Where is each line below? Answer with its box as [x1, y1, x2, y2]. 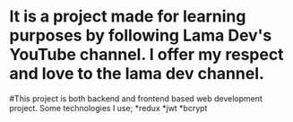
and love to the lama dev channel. [9, 64, 264, 84]
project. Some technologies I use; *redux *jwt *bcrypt [9, 102, 208, 113]
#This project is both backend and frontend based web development [9, 92, 263, 104]
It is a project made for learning [9, 6, 246, 27]
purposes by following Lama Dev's [9, 25, 272, 46]
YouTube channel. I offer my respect [9, 45, 284, 65]
